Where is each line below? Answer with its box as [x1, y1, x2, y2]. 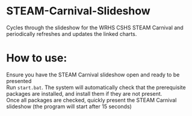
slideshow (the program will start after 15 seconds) [6, 103, 132, 110]
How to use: [6, 51, 67, 65]
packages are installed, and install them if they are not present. [6, 90, 163, 97]
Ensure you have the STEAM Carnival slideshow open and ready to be [6, 71, 180, 78]
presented [6, 77, 32, 84]
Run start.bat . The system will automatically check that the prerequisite [6, 84, 186, 91]
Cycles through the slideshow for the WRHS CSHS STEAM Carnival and [6, 24, 184, 31]
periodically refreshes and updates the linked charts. [6, 30, 137, 37]
